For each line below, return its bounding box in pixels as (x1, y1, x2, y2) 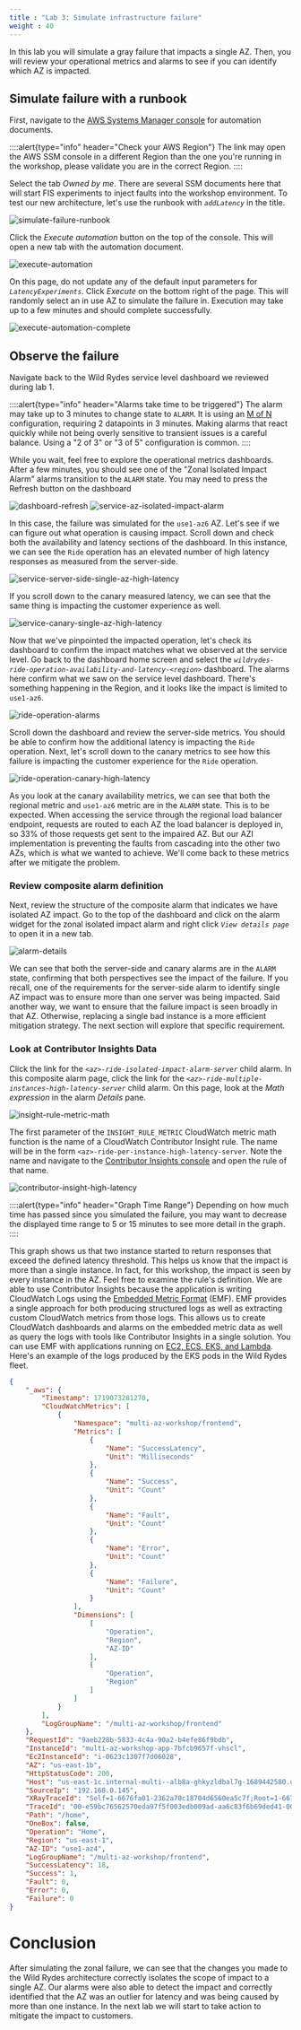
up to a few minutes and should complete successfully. (9, 305, 212, 316)
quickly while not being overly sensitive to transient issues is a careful (9, 428, 267, 439)
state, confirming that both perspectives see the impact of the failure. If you (9, 972, 288, 983)
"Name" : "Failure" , (105, 1577, 178, 1586)
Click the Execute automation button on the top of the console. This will (9, 232, 273, 243)
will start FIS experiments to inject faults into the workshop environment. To (9, 187, 288, 198)
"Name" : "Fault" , (105, 1511, 170, 1520)
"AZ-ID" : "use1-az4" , (25, 1844, 106, 1853)
